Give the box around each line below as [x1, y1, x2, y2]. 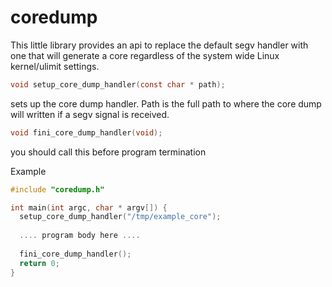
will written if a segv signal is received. [10, 108, 170, 120]
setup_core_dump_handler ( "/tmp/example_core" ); [19, 212, 222, 222]
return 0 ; [19, 258, 60, 268]
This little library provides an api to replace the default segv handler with [10, 39, 309, 51]
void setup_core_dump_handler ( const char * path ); [10, 79, 226, 90]
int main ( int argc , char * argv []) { [10, 202, 168, 213]
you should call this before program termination [10, 146, 207, 158]
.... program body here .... [19, 231, 141, 241]
